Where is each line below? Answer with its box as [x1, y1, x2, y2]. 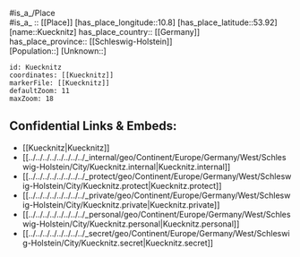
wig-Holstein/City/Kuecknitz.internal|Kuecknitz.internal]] [21, 161, 231, 172]
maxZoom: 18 [9, 94, 54, 103]
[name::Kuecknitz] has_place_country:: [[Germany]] [9, 27, 201, 37]
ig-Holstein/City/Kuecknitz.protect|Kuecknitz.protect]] [21, 180, 222, 191]
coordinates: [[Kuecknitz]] [9, 71, 115, 80]
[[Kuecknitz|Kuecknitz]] [21, 142, 110, 153]
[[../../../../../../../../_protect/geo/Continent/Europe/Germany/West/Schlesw [21, 170, 292, 182]
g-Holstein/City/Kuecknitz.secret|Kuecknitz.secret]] [21, 237, 213, 248]
